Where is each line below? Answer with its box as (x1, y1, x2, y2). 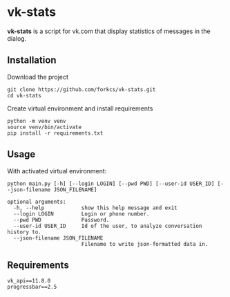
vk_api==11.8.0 (7, 278, 51, 285)
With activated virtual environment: (7, 166, 107, 175)
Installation (7, 55, 57, 66)
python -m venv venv (7, 117, 67, 124)
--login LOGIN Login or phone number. (13, 210, 150, 218)
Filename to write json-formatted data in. (81, 240, 209, 247)
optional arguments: (7, 198, 67, 205)
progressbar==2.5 (7, 284, 57, 291)
